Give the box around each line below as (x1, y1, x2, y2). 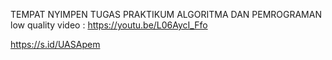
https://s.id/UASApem (10, 39, 101, 50)
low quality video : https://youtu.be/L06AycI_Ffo (10, 19, 208, 31)
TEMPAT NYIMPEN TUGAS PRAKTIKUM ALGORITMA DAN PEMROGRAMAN (10, 9, 322, 20)
